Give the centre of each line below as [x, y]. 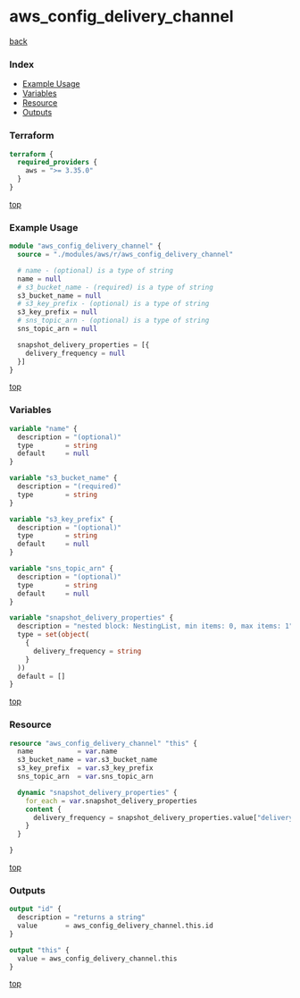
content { [44, 809]
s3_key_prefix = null [58, 312]
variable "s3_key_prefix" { [62, 519]
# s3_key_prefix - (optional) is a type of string [113, 304]
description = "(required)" [70, 486]
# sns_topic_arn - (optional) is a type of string [113, 321]
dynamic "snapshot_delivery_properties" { [97, 792]
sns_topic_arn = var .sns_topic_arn [85, 777]
